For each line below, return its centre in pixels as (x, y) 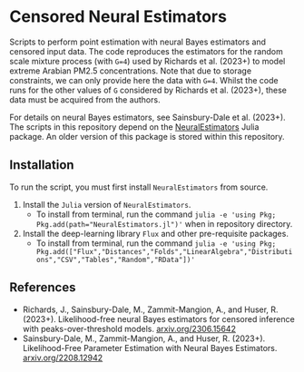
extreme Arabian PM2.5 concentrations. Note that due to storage (131, 71)
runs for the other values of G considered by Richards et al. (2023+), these (148, 90)
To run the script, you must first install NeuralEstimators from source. (139, 187)
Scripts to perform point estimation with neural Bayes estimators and (137, 42)
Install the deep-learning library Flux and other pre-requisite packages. (155, 233)
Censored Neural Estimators (118, 17)
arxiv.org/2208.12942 (63, 357)
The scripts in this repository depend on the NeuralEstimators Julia (134, 127)
